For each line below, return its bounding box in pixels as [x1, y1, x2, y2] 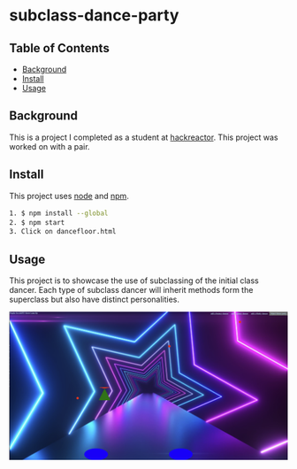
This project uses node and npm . [9, 190, 130, 201]
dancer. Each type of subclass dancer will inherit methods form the [9, 285, 254, 296]
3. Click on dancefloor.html [9, 227, 117, 236]
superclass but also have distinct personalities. [9, 294, 179, 305]
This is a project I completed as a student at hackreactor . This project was [9, 132, 278, 142]
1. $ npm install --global [9, 209, 109, 218]
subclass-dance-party [9, 5, 179, 26]
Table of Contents [9, 41, 110, 56]
